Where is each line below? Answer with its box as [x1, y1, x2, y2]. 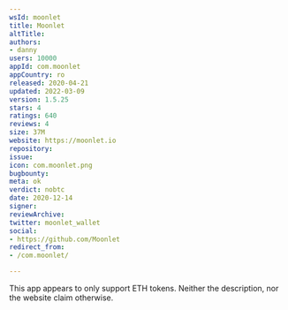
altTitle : [9, 29, 46, 38]
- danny [9, 46, 38, 55]
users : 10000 [9, 54, 57, 63]
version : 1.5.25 [9, 95, 69, 104]
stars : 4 [9, 103, 42, 112]
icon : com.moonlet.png [9, 161, 93, 170]
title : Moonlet [9, 21, 65, 30]
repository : [9, 144, 53, 153]
